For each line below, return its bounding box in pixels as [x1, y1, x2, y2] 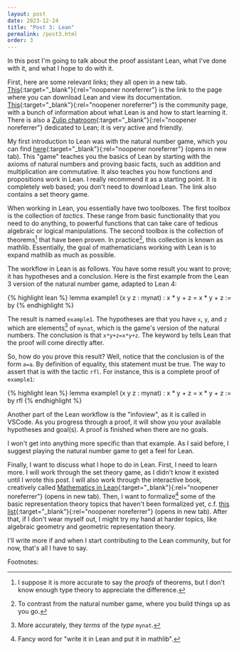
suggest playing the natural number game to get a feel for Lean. [7, 447, 194, 455]
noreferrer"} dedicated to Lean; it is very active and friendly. [7, 123, 184, 132]
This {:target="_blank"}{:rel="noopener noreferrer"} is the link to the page [7, 86, 223, 94]
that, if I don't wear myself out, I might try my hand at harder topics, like [7, 515, 217, 524]
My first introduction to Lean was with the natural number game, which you [7, 137, 228, 146]
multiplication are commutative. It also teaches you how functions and [7, 167, 213, 176]
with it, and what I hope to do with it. [7, 64, 114, 73]
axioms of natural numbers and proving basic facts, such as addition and [7, 160, 221, 168]
